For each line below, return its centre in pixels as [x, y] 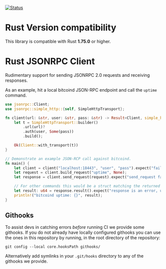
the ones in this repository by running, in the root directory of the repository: [83, 238]
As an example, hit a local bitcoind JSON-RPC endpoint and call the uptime [81, 90]
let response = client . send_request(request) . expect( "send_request [85, 177]
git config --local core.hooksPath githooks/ [53, 247]
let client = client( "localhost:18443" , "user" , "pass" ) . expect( [83, 168]
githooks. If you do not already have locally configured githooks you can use [83, 232]
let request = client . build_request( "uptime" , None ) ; [70, 173]
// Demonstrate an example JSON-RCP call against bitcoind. [68, 159]
